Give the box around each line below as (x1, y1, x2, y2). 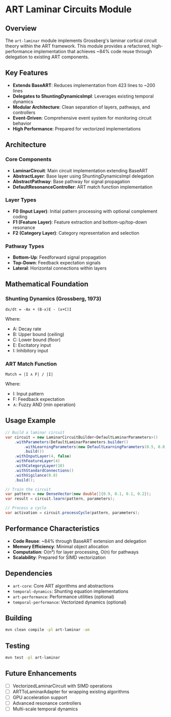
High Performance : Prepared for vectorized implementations (12, 125, 141, 131)
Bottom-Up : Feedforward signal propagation (12, 254, 107, 260)
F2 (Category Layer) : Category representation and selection (12, 230, 139, 236)
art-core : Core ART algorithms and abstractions (12, 582, 114, 589)
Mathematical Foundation (5, 280, 89, 288)
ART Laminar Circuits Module (5, 4, 132, 15)
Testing (5, 641, 30, 650)
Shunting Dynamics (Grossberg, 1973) (5, 295, 102, 302)
